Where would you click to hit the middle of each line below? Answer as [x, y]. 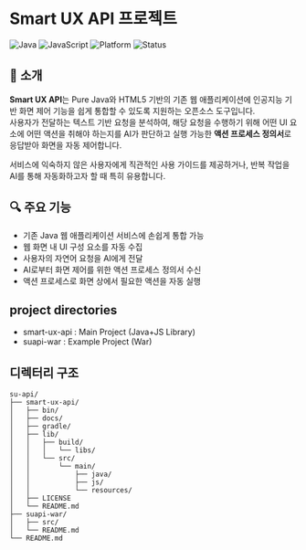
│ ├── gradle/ [40, 427]
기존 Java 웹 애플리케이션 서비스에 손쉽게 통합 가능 [113, 235]
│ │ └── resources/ [71, 491]
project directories [63, 310]
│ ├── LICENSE [40, 499]
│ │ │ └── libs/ [53, 450]
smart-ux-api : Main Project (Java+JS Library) [109, 332]
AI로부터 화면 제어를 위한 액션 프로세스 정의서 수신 [112, 270]
